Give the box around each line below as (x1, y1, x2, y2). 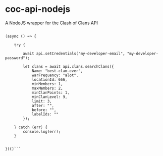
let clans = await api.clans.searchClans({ (23, 64, 114, 69)
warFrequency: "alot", (31, 73, 79, 78)
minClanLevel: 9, (31, 94, 68, 100)
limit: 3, (31, 99, 52, 104)
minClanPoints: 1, (31, 90, 70, 95)
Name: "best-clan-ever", (31, 68, 83, 73)
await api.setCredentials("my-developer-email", (23, 51, 125, 56)
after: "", (31, 103, 54, 108)
